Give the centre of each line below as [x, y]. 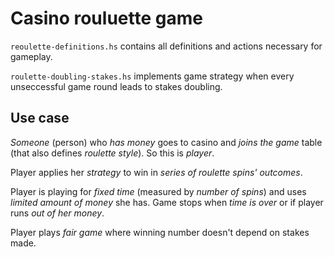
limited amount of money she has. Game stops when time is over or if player [167, 202]
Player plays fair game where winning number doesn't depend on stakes [160, 232]
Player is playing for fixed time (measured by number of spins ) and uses [158, 191]
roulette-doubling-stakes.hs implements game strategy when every [152, 76]
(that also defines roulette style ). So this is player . [112, 153]
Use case [40, 118]
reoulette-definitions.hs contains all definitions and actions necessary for [166, 46]
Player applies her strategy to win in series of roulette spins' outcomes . [156, 172]
